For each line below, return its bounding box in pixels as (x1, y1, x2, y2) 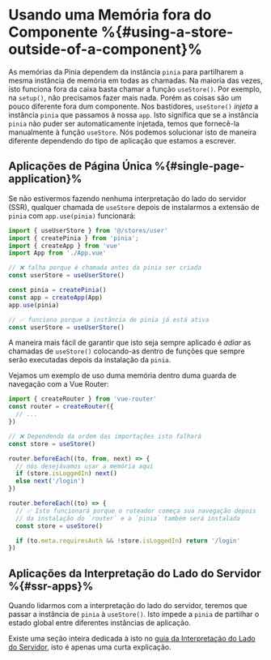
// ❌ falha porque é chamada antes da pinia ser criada (8, 264, 202, 272)
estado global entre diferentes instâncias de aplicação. (8, 618, 192, 628)
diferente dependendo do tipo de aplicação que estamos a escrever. (8, 135, 237, 145)
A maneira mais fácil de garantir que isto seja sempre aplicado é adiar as (8, 338, 252, 348)
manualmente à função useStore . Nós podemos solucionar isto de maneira (8, 127, 257, 137)
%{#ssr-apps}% (8, 579, 94, 593)
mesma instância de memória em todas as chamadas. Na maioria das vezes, (8, 75, 263, 85)
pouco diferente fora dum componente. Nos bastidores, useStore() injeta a (8, 101, 259, 111)
